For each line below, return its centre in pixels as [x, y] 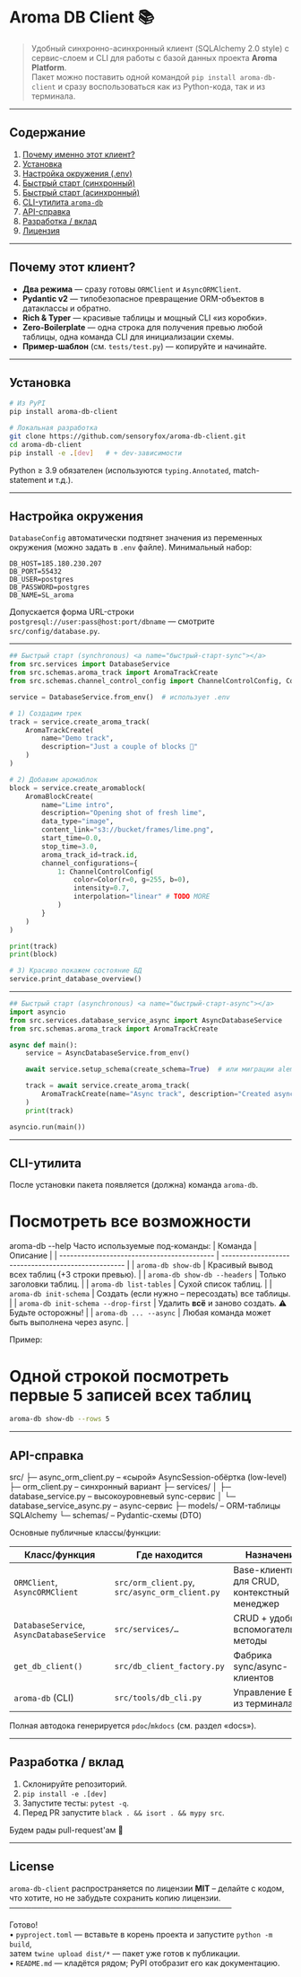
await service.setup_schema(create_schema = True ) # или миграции [150, 1069]
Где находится [169, 1554]
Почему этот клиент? [73, 267]
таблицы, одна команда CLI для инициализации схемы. [128, 337]
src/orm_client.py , [155, 1582]
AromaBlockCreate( [60, 796]
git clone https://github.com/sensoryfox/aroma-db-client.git [128, 436]
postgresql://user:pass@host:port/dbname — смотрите [112, 621]
